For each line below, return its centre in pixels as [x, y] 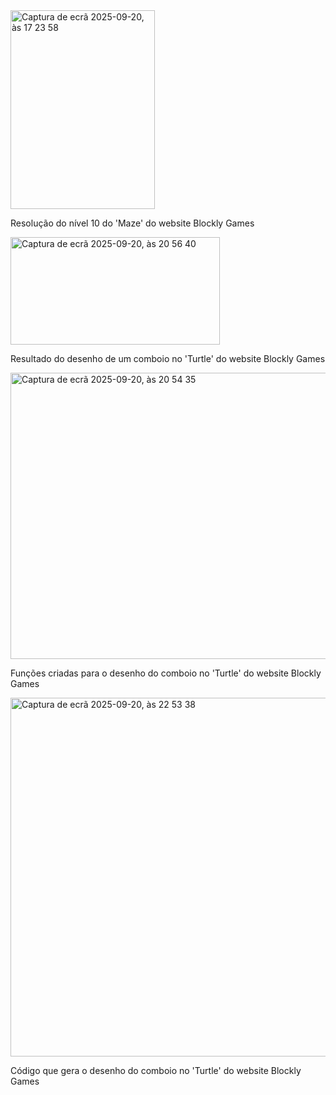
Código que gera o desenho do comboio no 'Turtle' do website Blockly [156, 1070]
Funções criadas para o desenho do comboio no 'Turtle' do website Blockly [166, 673]
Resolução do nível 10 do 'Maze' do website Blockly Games [132, 223]
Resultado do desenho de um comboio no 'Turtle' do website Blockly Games [168, 358]
